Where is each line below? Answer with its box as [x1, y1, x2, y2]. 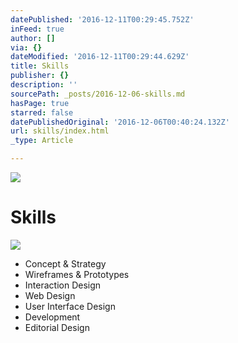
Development [24, 311, 81, 323]
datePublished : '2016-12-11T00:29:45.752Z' [10, 14, 195, 25]
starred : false [10, 107, 74, 118]
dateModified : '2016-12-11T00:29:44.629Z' [10, 52, 190, 62]
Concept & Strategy [24, 257, 107, 270]
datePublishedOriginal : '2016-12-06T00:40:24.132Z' [10, 117, 230, 127]
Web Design [24, 289, 76, 301]
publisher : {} [10, 71, 70, 81]
